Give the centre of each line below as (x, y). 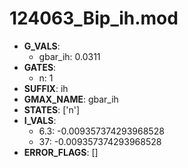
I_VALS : (40, 120)
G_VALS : (42, 46)
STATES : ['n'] (52, 109)
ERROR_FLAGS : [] (61, 152)
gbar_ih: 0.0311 (69, 56)
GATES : (40, 67)
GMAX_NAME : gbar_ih (71, 99)
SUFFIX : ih (46, 88)
